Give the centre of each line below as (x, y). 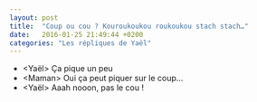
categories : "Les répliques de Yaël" (81, 43)
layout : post (34, 18)
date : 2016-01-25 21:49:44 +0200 (76, 34)
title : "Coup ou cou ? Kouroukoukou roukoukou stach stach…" (129, 26)
